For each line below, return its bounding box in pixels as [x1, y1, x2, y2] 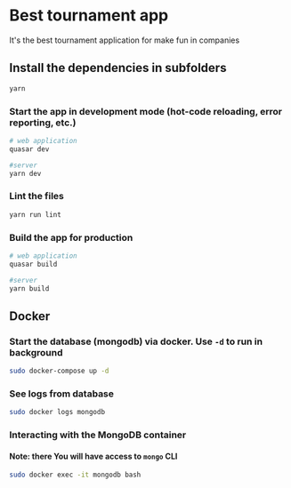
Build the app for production [9, 231, 133, 244]
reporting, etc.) [9, 116, 77, 129]
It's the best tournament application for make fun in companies [9, 35, 240, 45]
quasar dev [9, 144, 50, 154]
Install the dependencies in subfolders [9, 60, 227, 76]
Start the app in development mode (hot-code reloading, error [9, 105, 283, 117]
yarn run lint [9, 210, 62, 219]
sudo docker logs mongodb [9, 408, 105, 417]
